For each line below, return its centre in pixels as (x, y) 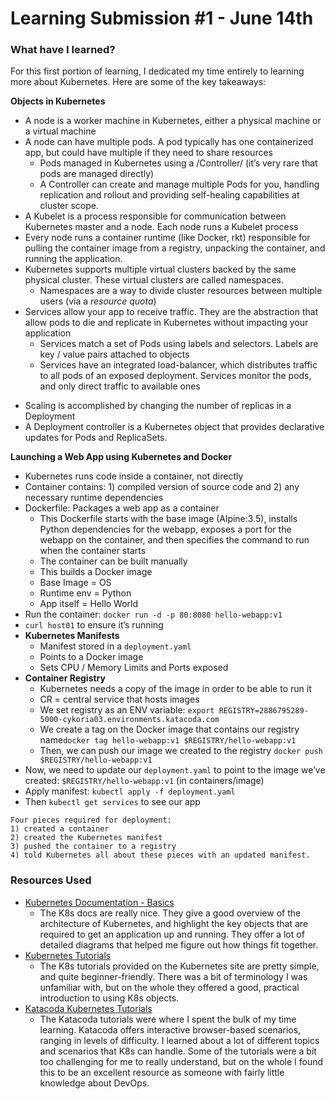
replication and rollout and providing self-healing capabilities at (169, 195)
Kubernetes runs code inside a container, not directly (134, 476)
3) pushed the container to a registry (93, 847)
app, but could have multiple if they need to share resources (148, 153)
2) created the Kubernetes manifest (86, 838)
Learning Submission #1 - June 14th (162, 18)
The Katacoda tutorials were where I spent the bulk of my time (168, 1019)
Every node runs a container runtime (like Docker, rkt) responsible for (167, 238)
